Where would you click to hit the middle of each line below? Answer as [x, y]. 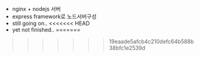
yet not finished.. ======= [46, 30]
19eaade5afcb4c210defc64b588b [152, 42]
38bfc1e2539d [127, 48]
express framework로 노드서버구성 [54, 16]
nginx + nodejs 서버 [36, 9]
